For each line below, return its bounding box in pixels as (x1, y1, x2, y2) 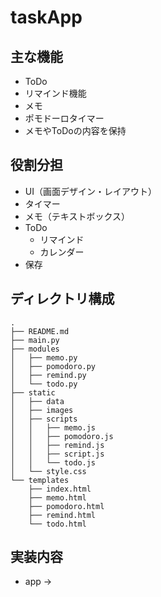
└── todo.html (28, 519, 87, 529)
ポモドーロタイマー (24, 112, 105, 124)
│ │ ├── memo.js (10, 422, 97, 433)
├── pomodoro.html (28, 501, 105, 511)
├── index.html (28, 484, 92, 494)
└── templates (10, 475, 70, 485)
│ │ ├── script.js (10, 449, 105, 459)
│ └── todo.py (10, 379, 78, 389)
